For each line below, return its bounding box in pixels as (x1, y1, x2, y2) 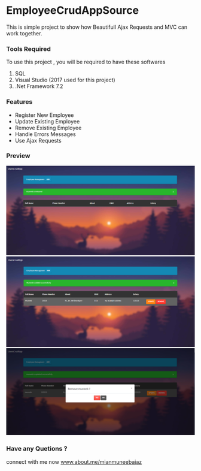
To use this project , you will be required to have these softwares (6, 58, 166, 66)
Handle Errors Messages (14, 130, 76, 138)
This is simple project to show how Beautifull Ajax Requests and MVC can (6, 23, 188, 31)
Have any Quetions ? (6, 445, 68, 453)
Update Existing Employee (14, 117, 80, 125)
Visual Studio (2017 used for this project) (14, 76, 115, 84)
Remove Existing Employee (14, 124, 82, 131)
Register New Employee (14, 111, 74, 119)
